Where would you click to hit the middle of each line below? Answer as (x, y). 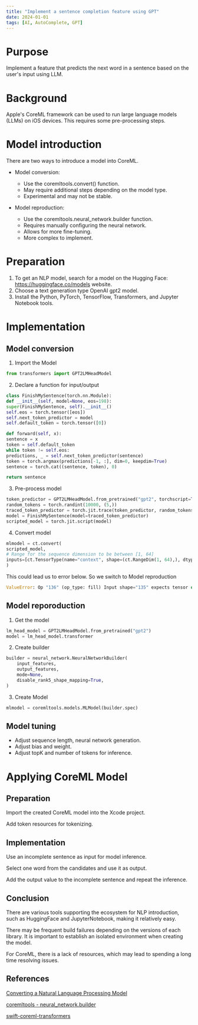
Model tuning (31, 726)
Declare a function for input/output (57, 385)
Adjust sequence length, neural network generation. (78, 740)
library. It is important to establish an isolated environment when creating (95, 936)
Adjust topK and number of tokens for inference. (73, 753)
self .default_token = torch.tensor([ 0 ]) (57, 423)
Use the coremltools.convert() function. (71, 184)
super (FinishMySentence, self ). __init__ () (59, 407)
